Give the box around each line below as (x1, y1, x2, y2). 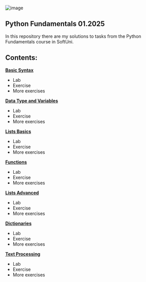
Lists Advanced (5, 190, 39, 196)
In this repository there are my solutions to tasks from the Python (5, 33, 141, 39)
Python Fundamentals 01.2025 (5, 19, 105, 28)
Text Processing (5, 251, 41, 257)
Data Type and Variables (5, 98, 59, 104)
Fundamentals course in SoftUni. (5, 38, 74, 44)
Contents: (5, 54, 38, 62)
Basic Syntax (5, 67, 34, 73)
